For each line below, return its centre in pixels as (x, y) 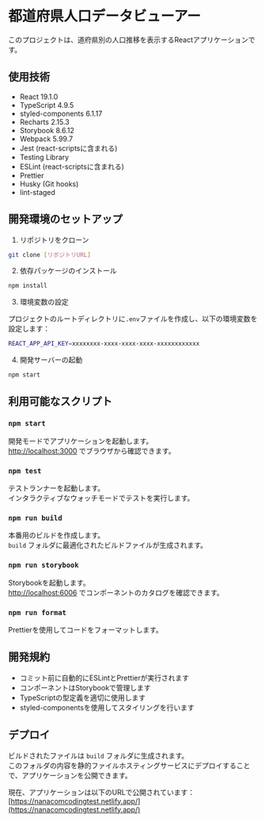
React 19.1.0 (39, 97)
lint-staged (37, 192)
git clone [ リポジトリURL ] (49, 254)
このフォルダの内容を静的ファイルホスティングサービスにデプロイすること (129, 765)
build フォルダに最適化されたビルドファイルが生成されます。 (108, 545)
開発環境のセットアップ (65, 219)
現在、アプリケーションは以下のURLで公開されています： (102, 792)
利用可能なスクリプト (60, 401)
